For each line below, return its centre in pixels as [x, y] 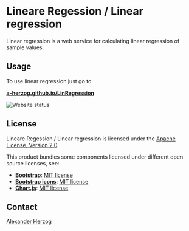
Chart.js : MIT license [42, 188]
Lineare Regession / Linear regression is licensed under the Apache [91, 139]
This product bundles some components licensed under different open [95, 157]
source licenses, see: [33, 163]
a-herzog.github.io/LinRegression [50, 93]
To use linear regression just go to [49, 81]
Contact [22, 207]
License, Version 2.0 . [33, 145]
